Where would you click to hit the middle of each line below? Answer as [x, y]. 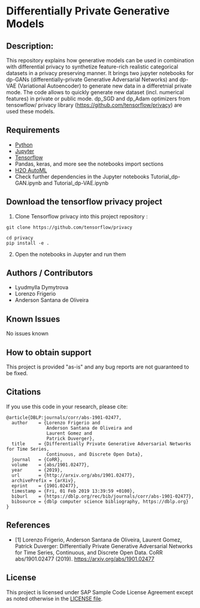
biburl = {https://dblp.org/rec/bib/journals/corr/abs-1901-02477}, [103, 496]
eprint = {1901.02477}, [45, 486]
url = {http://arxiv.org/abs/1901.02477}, [73, 475]
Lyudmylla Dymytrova [42, 287]
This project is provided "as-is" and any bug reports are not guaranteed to [98, 367]
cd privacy [20, 238]
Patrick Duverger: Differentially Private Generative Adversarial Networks [104, 546]
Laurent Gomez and [69, 433]
